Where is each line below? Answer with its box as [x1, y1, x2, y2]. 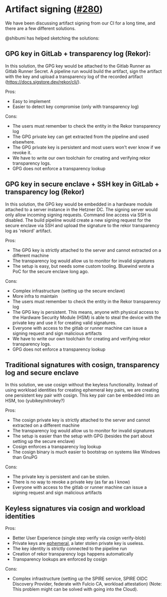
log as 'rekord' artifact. [5, 228, 52, 234]
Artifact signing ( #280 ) [5, 4, 103, 15]
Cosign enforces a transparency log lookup [12, 444, 101, 450]
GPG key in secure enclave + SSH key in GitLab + [5, 180, 160, 189]
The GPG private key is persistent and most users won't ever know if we [12, 144, 161, 150]
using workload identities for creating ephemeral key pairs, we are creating [5, 387, 160, 393]
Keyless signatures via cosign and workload [5, 504, 146, 512]
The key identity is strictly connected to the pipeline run [12, 545, 127, 551]
